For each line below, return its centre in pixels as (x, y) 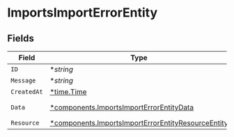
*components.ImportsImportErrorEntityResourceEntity (139, 123)
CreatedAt (27, 92)
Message (23, 81)
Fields (21, 38)
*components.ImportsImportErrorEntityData (122, 107)
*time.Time (68, 92)
